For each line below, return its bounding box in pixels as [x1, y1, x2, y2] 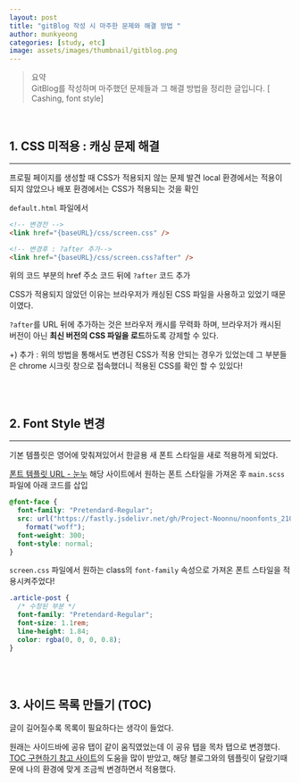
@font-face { [9, 497, 58, 507]
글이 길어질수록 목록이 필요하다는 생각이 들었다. [9, 722, 174, 733]
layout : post [9, 12, 58, 22]
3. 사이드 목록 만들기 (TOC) [9, 697, 152, 712]
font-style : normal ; [17, 539, 94, 548]
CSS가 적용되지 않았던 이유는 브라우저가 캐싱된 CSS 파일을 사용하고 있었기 [9, 289, 270, 300]
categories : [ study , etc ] [9, 37, 105, 47]
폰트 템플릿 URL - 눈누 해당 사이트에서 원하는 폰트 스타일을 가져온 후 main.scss [9, 469, 286, 479]
